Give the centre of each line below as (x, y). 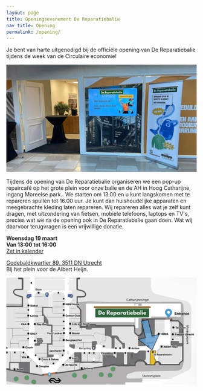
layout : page (23, 13)
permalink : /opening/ (34, 32)
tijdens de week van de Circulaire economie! (61, 56)
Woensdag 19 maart (32, 238)
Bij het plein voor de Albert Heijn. (47, 269)
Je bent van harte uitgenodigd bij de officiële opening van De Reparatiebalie (101, 50)
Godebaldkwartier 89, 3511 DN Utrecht (54, 262)
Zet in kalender (25, 251)
